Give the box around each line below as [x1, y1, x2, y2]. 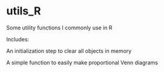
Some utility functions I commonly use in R [6, 24, 113, 31]
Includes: [6, 35, 29, 43]
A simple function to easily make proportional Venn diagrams [6, 59, 159, 66]
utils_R [6, 4, 41, 18]
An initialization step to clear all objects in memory [6, 47, 132, 55]
